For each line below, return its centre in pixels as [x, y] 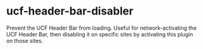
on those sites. [25, 41]
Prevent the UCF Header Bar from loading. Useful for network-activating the [101, 28]
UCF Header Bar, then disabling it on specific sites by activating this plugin [100, 34]
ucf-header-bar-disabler [70, 11]
